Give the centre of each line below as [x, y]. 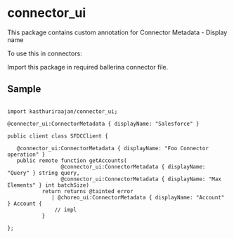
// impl [66, 210]
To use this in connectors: [45, 53]
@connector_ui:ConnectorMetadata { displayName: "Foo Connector [113, 148]
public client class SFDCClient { [58, 136]
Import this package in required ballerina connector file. [88, 67]
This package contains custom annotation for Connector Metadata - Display [117, 32]
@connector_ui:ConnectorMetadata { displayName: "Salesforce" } [103, 124]
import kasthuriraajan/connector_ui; [63, 111]
